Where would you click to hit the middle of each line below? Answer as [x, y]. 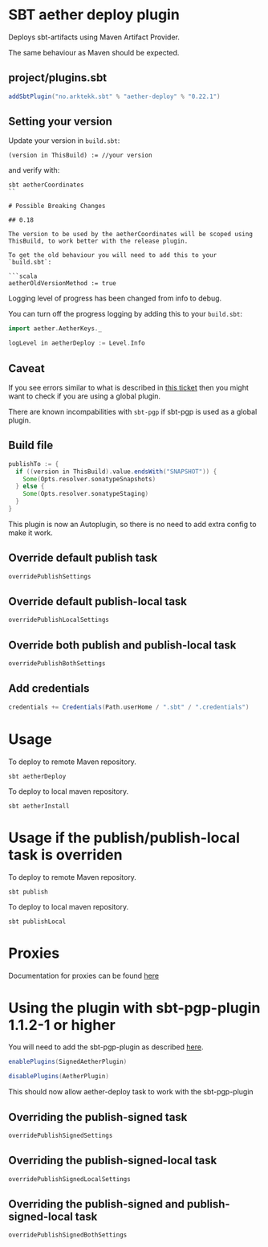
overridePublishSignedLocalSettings [69, 1179]
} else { [30, 487]
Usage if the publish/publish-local [124, 838]
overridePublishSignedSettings [61, 1135]
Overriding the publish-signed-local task [113, 1161]
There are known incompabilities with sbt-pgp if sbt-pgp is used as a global [133, 412]
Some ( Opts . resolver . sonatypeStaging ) [86, 494]
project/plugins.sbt [58, 78]
